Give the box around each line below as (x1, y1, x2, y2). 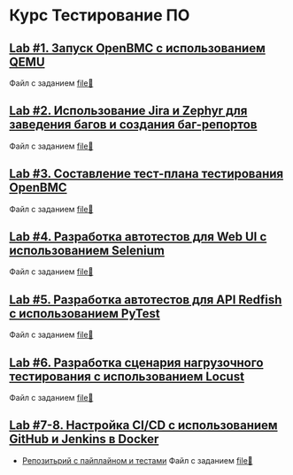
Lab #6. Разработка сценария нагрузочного (9, 355, 264, 370)
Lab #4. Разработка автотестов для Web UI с (9, 229, 267, 244)
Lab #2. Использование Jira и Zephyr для (9, 103, 248, 119)
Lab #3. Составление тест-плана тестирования (9, 166, 284, 181)
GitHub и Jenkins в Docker (9, 432, 159, 447)
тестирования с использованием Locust (9, 369, 245, 384)
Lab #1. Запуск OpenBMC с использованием (9, 41, 266, 56)
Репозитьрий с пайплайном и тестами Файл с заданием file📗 (21, 455, 253, 465)
